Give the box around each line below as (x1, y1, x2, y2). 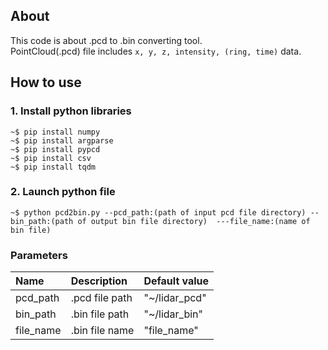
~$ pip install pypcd (10, 144, 101, 154)
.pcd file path (70, 291, 133, 305)
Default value (143, 274, 210, 288)
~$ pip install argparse (10, 135, 114, 146)
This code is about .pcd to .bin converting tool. (10, 34, 203, 46)
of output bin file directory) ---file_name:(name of (77, 216, 311, 226)
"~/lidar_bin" (143, 307, 203, 321)
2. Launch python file (10, 185, 116, 199)
